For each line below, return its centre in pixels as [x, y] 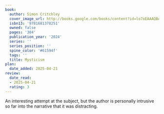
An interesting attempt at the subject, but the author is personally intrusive [80, 101]
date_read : [20, 78]
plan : [10, 64]
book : [10, 10]
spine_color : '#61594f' [33, 50]
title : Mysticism [27, 60]
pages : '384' [23, 32]
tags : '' [18, 55]
